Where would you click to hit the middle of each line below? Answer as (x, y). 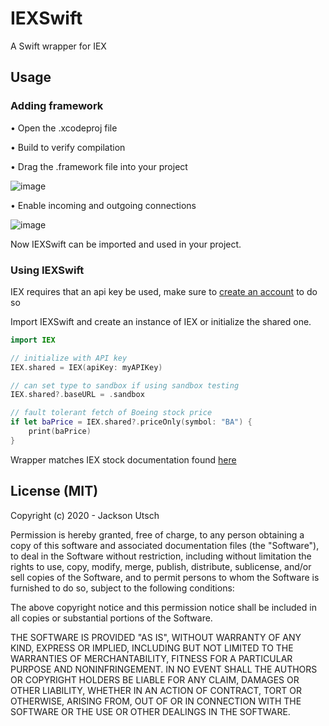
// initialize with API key (69, 358)
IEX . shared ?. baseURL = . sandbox (77, 395)
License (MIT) (54, 491)
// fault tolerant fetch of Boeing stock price (111, 413)
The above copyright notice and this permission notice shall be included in (163, 607)
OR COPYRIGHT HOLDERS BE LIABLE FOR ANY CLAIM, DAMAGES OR (155, 679)
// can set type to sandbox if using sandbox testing (125, 385)
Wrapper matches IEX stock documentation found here (123, 459)
